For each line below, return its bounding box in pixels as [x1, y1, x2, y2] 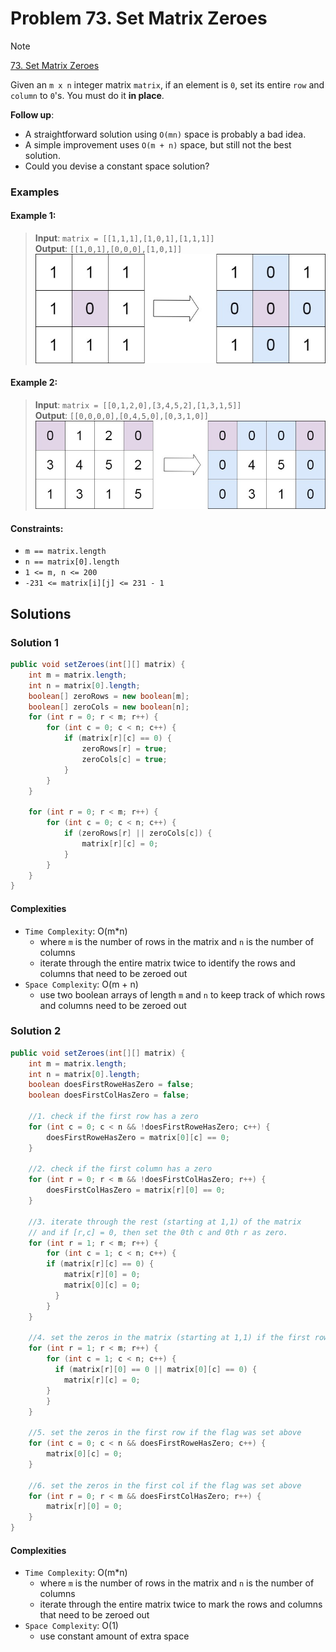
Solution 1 [10, 635, 59, 649]
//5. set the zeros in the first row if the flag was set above [28, 1428, 302, 1438]
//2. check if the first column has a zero [28, 1164, 213, 1174]
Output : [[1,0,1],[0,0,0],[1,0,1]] [34, 243, 183, 255]
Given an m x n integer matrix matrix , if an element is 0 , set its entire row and [10, 78, 325, 91]
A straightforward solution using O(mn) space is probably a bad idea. [24, 128, 307, 140]
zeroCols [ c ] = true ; [81, 754, 168, 764]
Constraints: [10, 522, 64, 534]
